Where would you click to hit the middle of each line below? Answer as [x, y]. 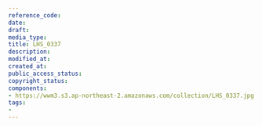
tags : [17, 103]
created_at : [27, 67]
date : [17, 23]
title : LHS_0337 [35, 45]
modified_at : [29, 59]
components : [27, 88]
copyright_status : [38, 81]
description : [29, 52]
